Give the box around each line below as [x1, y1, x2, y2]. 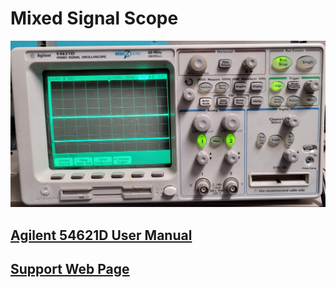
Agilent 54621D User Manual [10, 227, 193, 244]
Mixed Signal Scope [10, 7, 179, 30]
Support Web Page [10, 260, 130, 277]
